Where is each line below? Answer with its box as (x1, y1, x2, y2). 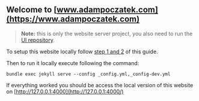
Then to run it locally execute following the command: (6, 59, 139, 66)
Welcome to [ (6, 5, 57, 15)
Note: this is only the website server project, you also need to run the (20, 30, 193, 37)
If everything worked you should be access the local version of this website (6, 81, 194, 88)
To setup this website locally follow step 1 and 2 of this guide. (6, 48, 158, 55)
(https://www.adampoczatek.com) (6, 14, 140, 25)
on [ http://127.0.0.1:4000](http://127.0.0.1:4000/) (6, 88, 124, 95)
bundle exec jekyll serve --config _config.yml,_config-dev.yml (6, 71, 171, 77)
